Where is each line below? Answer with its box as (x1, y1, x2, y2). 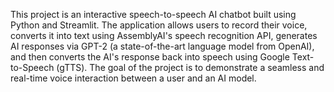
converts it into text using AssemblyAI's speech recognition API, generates (10, 30, 318, 41)
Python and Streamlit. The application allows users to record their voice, (10, 19, 308, 31)
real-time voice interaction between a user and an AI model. (10, 72, 257, 84)
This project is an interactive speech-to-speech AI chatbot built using (10, 9, 297, 20)
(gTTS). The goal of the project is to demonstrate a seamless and (56, 62, 325, 73)
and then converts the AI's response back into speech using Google (10, 51, 290, 63)
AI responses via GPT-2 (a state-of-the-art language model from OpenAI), (10, 40, 315, 52)
